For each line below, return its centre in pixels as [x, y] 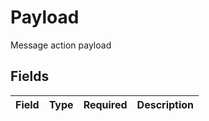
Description [165, 104]
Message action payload [61, 45]
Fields [30, 76]
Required [105, 104]
